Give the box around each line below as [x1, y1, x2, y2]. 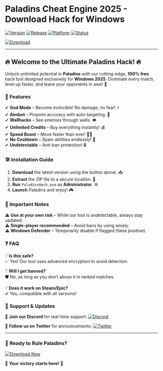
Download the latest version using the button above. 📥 [12, 169, 123, 176]
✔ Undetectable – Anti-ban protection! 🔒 [5, 142, 86, 148]
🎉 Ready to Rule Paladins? [5, 340, 67, 347]
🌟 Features [5, 93, 31, 100]
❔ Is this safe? [5, 253, 34, 259]
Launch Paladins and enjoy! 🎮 [12, 187, 74, 193]
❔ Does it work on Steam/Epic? [5, 285, 68, 291]
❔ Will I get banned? [5, 268, 46, 274]
